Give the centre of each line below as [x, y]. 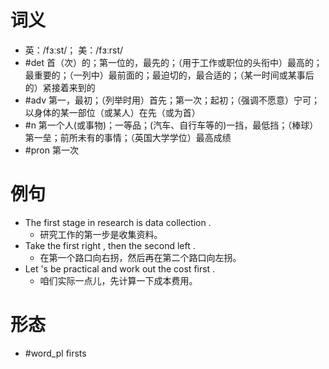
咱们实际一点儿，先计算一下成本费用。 [118, 280]
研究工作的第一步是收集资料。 [101, 234]
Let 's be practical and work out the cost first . [120, 268]
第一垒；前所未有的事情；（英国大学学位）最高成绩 [128, 137]
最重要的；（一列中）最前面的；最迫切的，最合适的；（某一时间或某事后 [169, 75]
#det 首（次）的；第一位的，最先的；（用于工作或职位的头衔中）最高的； [173, 62]
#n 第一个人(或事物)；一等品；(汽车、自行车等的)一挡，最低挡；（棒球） [171, 125]
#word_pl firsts [55, 353]
